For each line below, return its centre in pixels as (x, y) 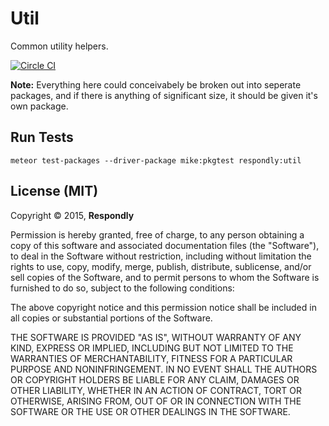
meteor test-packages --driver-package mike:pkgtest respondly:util (156, 160)
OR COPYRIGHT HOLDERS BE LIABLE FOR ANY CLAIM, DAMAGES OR (155, 379)
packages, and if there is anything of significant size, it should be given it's (164, 95)
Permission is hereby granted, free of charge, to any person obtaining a (157, 234)
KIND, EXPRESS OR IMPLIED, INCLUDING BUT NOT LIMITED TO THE (152, 348)
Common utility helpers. (59, 46)
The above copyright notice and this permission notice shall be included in (163, 307)
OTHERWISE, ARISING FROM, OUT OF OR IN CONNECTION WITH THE (156, 401)
